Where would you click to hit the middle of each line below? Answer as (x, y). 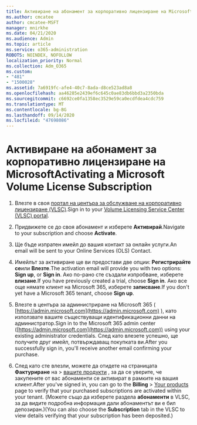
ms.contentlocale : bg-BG (36, 110)
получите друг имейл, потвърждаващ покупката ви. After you (91, 342)
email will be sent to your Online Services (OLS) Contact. (83, 251)
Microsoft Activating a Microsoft (86, 174)
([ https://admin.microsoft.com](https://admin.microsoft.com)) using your (102, 329)
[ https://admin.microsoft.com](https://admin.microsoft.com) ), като (96, 311)
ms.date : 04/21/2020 (31, 33)
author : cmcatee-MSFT (33, 22)
